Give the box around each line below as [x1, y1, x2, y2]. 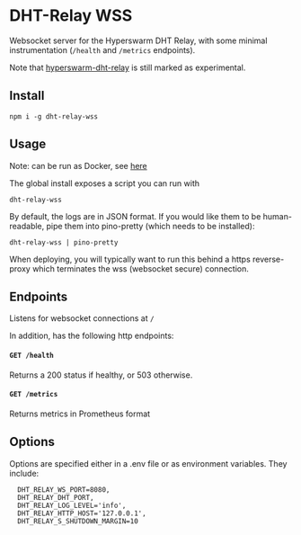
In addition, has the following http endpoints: [9, 330, 174, 342]
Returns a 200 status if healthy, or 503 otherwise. [9, 370, 193, 380]
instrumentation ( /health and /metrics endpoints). [9, 44, 196, 55]
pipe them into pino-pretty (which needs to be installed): [46, 220, 255, 231]
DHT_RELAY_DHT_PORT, [17, 493, 94, 502]
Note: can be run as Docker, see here [9, 160, 148, 171]
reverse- [252, 254, 285, 264]
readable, [9, 220, 45, 231]
